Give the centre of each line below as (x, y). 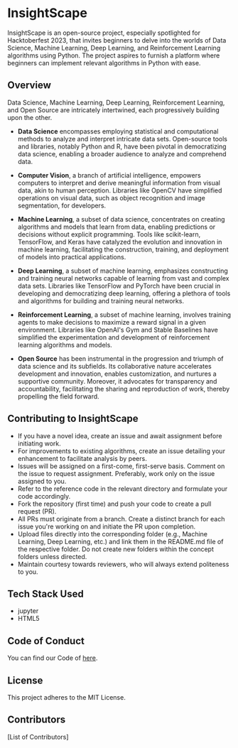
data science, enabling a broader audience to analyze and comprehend (122, 153)
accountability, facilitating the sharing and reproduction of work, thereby (124, 389)
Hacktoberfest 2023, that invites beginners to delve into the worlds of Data (117, 40)
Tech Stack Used (45, 593)
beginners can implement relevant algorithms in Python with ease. (104, 63)
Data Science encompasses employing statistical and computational (118, 131)
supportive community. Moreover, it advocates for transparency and (117, 381)
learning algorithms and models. (65, 345)
